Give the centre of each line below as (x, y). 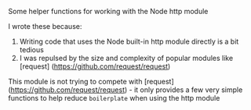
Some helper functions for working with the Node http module (108, 11)
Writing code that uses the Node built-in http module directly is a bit (129, 41)
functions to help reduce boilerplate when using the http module (114, 98)
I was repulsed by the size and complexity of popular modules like (126, 58)
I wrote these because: (45, 26)
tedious (32, 50)
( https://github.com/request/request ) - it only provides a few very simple (125, 90)
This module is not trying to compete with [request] (91, 82)
